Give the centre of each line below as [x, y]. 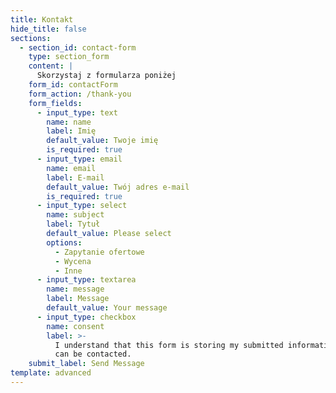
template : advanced [51, 373]
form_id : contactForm [73, 85]
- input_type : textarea [86, 280]
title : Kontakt [42, 19]
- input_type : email [79, 159]
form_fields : [55, 103]
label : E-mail [75, 177]
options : [64, 242]
